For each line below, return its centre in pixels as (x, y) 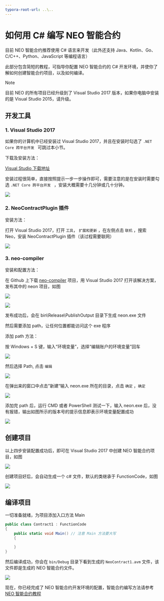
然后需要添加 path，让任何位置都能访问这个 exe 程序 (58, 326)
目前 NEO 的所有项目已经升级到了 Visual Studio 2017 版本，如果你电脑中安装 (82, 93)
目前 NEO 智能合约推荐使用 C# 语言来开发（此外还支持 (60, 50)
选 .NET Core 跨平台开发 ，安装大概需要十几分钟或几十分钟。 (66, 185)
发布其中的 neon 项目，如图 (33, 286)
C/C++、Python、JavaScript (34, 56)
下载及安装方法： (22, 158)
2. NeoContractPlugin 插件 (37, 208)
